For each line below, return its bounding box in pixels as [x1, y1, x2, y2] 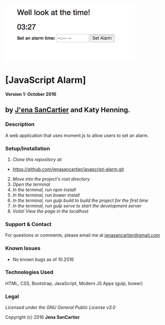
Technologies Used [5, 269, 54, 276]
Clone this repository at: [12, 156, 63, 162]
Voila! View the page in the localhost [12, 208, 89, 214]
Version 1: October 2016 [5, 91, 57, 97]
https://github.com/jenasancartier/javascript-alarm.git [12, 166, 124, 172]
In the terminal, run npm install [12, 186, 76, 193]
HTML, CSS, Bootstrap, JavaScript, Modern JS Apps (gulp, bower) [5, 280, 143, 286]
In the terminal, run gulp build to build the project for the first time [12, 197, 148, 203]
